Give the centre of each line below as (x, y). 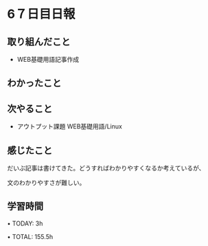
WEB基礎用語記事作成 (48, 59)
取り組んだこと (39, 42)
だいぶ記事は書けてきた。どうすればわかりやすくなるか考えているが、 (106, 168)
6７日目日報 (41, 14)
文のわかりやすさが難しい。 (46, 183)
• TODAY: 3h (25, 223)
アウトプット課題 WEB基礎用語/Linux (69, 126)
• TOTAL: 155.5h (30, 236)
